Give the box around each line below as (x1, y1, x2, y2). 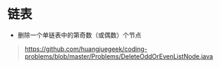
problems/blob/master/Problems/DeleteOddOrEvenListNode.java (24, 52, 214, 60)
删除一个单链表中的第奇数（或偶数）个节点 (17, 31, 142, 39)
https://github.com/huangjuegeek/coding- (24, 45, 148, 53)
